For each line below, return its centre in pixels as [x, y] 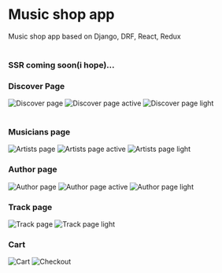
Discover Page [37, 86]
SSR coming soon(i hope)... [61, 65]
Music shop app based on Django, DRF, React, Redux [94, 36]
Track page [30, 207]
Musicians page [39, 132]
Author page [33, 169]
